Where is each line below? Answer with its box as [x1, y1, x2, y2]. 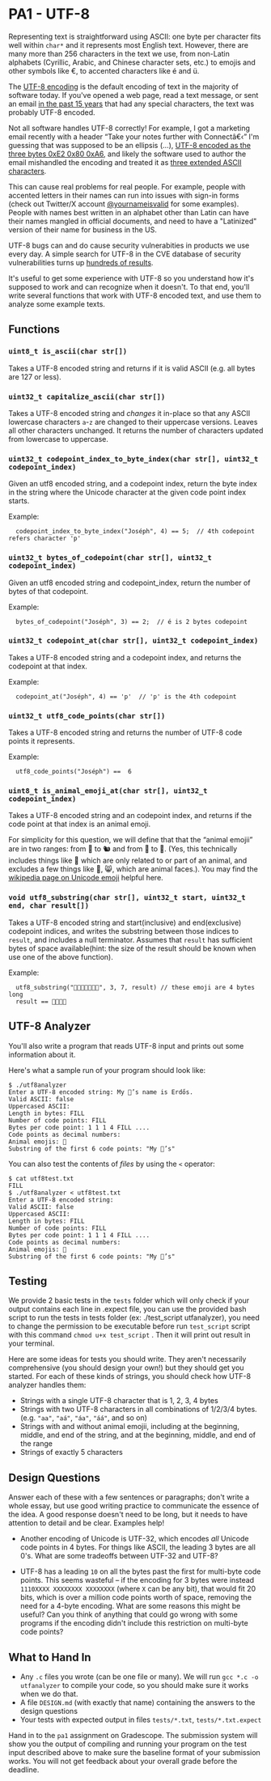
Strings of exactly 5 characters [19, 1448, 123, 1457]
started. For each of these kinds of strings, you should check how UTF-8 [8, 1372, 252, 1381]
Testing [8, 1274, 48, 1287]
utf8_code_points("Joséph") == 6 [15, 768, 132, 776]
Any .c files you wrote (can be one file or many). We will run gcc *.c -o [19, 1672, 259, 1681]
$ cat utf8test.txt [8, 1174, 74, 1182]
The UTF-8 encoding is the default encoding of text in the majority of [8, 82, 239, 91]
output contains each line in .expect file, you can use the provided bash [8, 1304, 247, 1314]
